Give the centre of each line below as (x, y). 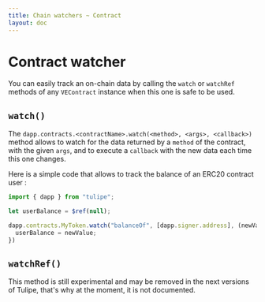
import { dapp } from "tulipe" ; (61, 197)
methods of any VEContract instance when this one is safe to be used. (121, 92)
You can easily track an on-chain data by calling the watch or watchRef (121, 84)
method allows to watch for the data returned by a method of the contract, (127, 142)
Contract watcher (67, 62)
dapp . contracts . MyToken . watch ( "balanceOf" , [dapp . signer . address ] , (121, 226)
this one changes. (37, 159)
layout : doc (28, 23)
